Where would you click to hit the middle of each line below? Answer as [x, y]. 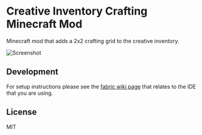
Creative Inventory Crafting [77, 11]
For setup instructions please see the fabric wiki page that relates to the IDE [101, 86]
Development [33, 72]
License [22, 112]
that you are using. [30, 93]
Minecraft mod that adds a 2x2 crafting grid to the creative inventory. [93, 41]
